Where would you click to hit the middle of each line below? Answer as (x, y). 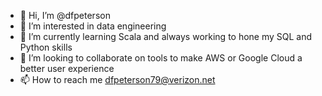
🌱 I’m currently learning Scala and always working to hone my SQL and (166, 36)
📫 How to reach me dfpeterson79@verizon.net (117, 79)
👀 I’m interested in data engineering (93, 26)
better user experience (67, 68)
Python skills (46, 47)
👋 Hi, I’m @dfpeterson (65, 15)
